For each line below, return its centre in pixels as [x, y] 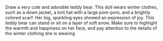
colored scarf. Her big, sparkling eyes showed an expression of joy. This [80, 18]
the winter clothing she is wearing [40, 33]
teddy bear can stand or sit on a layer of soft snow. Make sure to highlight [81, 23]
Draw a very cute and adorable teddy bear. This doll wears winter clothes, [81, 7]
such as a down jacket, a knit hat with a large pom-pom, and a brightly [78, 12]
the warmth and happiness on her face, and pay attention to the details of [81, 28]
